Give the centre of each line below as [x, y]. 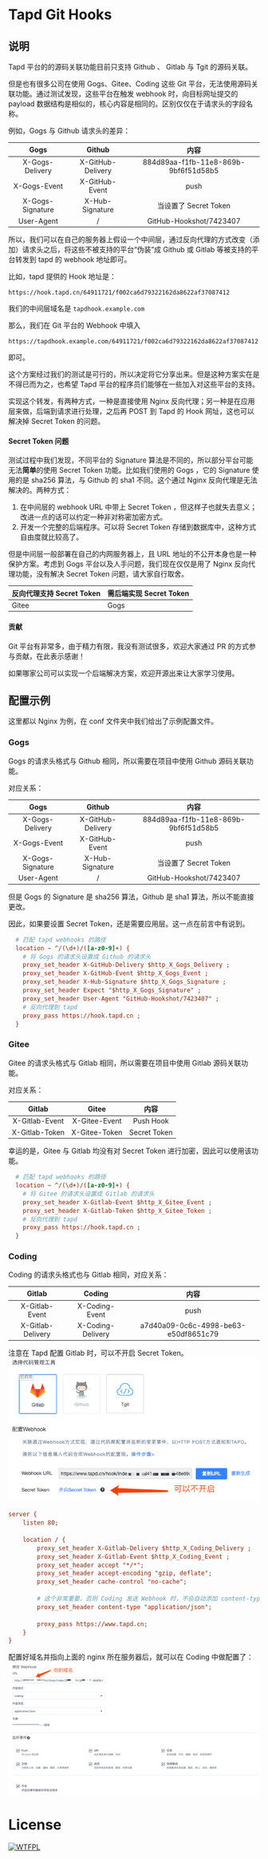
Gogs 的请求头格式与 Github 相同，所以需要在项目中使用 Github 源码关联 [128, 761]
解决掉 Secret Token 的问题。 [57, 421]
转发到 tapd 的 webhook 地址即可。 [73, 260]
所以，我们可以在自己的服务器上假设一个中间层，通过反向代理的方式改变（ [130, 240]
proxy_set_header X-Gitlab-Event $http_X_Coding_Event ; [133, 1556]
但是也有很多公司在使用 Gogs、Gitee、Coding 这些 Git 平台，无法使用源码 [130, 84]
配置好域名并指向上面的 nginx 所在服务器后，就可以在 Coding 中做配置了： [131, 1657]
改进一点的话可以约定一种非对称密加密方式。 [93, 517]
